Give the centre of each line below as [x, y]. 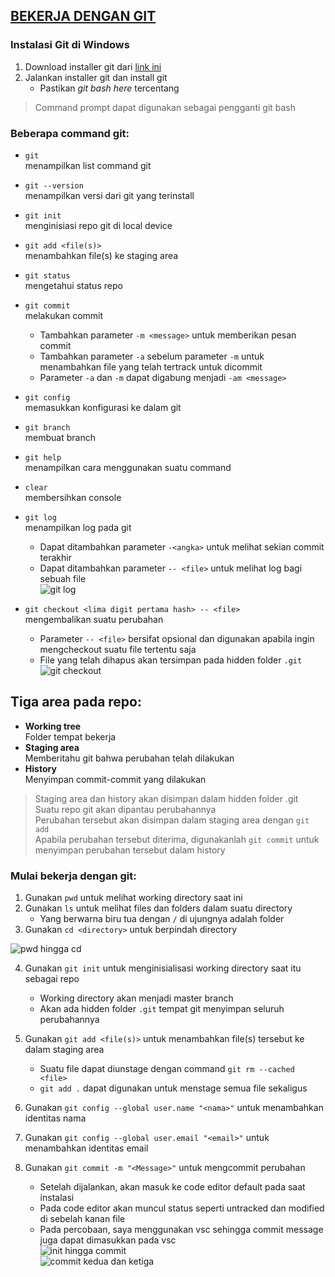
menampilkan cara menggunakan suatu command [128, 467]
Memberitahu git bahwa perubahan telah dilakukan [129, 758]
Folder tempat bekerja [70, 736]
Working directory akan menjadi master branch [136, 998]
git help [43, 457]
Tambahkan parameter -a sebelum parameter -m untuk [152, 356]
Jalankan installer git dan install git [96, 77]
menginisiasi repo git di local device [98, 225]
